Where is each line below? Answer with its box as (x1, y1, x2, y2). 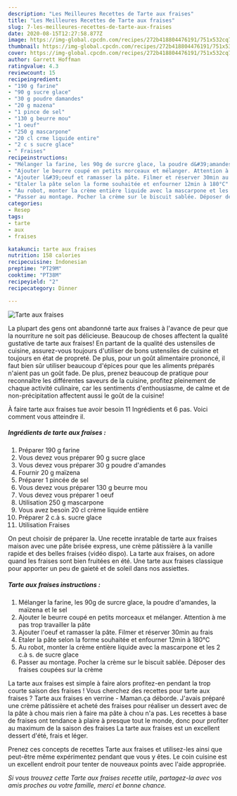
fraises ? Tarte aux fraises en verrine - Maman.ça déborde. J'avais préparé (8, 694, 226, 702)
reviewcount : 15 (8, 69, 56, 76)
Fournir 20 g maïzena (18, 469, 80, 477)
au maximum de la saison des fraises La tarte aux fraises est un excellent (8, 724, 220, 733)
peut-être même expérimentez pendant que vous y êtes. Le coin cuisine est (8, 752, 227, 761)
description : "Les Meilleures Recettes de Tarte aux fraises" (8, 10, 194, 18)
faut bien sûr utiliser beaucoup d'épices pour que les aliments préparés (8, 361, 215, 369)
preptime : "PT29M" (8, 265, 62, 272)
